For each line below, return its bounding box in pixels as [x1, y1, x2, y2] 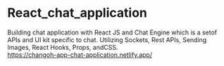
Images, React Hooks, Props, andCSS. [7, 43, 118, 51]
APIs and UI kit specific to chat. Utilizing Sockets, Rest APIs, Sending [7, 35, 207, 44]
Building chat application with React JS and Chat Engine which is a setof [7, 28, 218, 37]
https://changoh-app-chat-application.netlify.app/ [7, 51, 153, 59]
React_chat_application [7, 5, 148, 21]
